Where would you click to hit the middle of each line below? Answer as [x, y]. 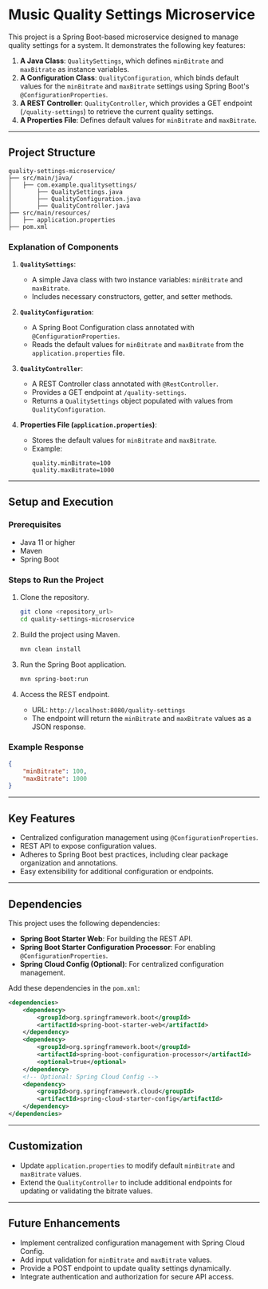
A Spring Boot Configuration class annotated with [113, 328]
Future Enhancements [65, 1223]
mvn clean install [50, 649]
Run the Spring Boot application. [73, 664]
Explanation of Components [63, 246]
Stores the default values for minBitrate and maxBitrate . [124, 440]
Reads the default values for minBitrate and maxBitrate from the [138, 345]
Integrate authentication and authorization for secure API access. [127, 1276]
